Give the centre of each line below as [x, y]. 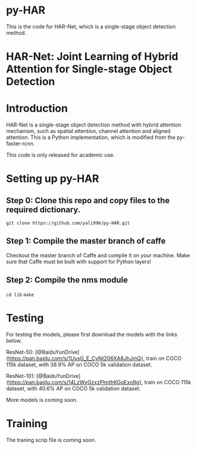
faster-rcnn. [21, 144]
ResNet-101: [21, 376]
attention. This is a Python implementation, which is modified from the [91, 137]
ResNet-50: [20, 352]
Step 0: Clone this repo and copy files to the [88, 200]
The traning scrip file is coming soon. [51, 440]
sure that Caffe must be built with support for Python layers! [79, 261]
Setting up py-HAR [53, 179]
